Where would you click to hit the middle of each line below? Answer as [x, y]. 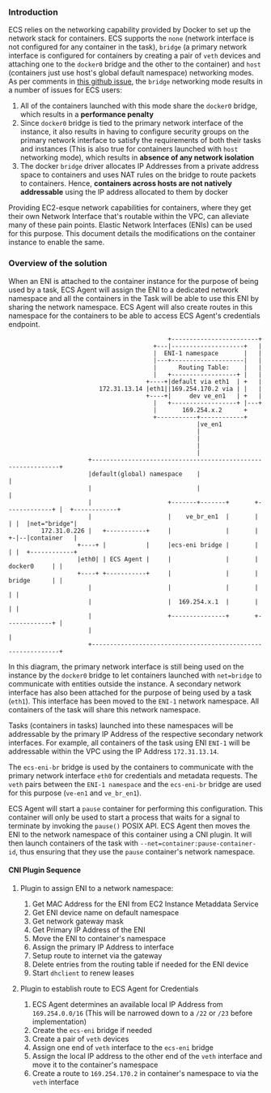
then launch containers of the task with [74, 843]
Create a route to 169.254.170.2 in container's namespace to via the [145, 1073]
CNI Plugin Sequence [45, 870]
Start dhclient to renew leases [83, 973]
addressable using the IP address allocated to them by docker [124, 192]
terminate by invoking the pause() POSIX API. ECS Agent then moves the [129, 825]
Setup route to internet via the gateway [97, 955]
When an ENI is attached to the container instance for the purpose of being [133, 281]
